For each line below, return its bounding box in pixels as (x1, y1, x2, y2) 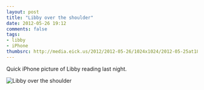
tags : (6, 32, 20, 38)
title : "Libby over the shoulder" (6, 15, 94, 21)
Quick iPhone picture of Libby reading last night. (6, 65, 127, 72)
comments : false (6, 26, 47, 32)
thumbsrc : (6, 49, 32, 55)
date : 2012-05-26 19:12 (6, 20, 67, 26)
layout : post (6, 9, 39, 15)
